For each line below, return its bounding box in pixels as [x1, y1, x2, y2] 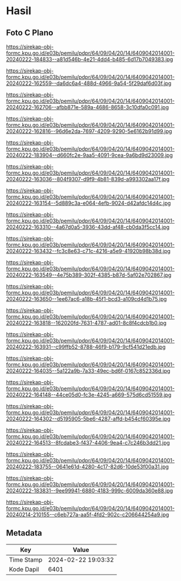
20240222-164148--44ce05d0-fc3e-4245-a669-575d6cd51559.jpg [6, 391, 172, 398]
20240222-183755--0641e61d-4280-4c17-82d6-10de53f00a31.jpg [6, 463, 169, 470]
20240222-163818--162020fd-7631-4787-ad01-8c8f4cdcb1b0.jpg [6, 320, 167, 326]
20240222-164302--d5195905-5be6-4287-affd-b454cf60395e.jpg [6, 415, 170, 422]
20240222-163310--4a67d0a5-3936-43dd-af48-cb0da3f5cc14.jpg [6, 224, 170, 231]
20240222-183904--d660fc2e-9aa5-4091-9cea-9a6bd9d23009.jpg [6, 152, 173, 159]
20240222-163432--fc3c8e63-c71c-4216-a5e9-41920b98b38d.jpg [6, 248, 171, 254]
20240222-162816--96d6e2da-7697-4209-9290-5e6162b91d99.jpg [6, 128, 172, 134]
